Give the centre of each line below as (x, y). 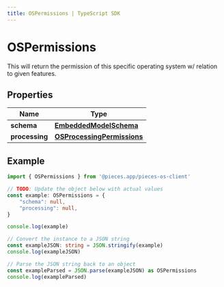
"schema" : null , (43, 202)
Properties (30, 95)
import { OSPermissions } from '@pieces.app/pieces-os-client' (99, 177)
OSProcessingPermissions (99, 137)
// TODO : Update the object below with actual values (85, 189)
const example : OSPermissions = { (56, 195)
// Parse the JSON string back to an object (71, 264)
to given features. (32, 73)
